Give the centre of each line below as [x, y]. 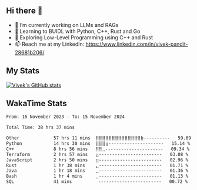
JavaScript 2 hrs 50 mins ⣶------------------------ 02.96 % [97, 160]
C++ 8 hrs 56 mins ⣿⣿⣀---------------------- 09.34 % [98, 149]
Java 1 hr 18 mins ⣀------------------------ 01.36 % [97, 171]
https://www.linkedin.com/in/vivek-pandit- [137, 44]
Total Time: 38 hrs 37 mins [41, 128]
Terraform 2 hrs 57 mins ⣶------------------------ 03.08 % [97, 154]
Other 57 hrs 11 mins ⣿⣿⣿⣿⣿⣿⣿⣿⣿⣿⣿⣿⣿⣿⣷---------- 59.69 [98, 138]
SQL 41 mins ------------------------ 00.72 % [97, 182]
